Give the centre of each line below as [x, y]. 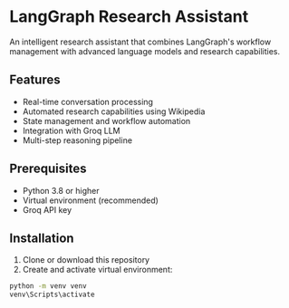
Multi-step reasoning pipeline [77, 140]
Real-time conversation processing [88, 101]
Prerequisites [48, 169]
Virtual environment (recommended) [90, 200]
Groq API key [47, 209]
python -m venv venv [48, 286]
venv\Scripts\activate [52, 295]
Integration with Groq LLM [71, 130]
